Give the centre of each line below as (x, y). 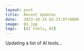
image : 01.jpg (22, 24)
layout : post (19, 10)
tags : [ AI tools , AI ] (31, 29)
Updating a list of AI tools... (34, 43)
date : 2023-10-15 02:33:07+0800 (42, 19)
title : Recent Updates (31, 15)
